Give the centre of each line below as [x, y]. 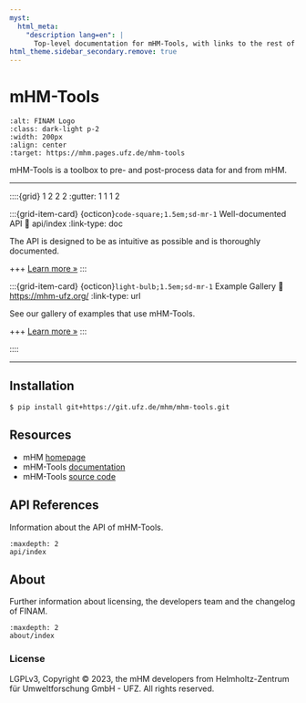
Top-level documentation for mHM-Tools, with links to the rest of [164, 43]
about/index [32, 636]
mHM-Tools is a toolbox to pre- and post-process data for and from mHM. [148, 171]
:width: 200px [36, 138]
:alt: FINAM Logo [42, 121]
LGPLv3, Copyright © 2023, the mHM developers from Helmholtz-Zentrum [149, 678]
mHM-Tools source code [69, 476]
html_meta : [38, 26]
